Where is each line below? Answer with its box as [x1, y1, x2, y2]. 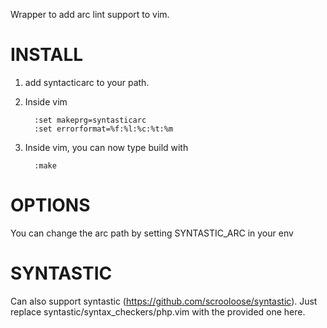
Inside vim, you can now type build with [24, 141, 189, 153]
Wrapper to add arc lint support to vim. [10, 9, 170, 20]
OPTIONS [10, 194, 91, 217]
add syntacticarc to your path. [24, 76, 150, 88]
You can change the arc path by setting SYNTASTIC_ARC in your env [10, 227, 294, 239]
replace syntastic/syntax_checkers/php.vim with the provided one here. [10, 305, 306, 318]
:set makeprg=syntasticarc [34, 115, 147, 125]
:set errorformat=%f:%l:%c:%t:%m [34, 124, 174, 134]
